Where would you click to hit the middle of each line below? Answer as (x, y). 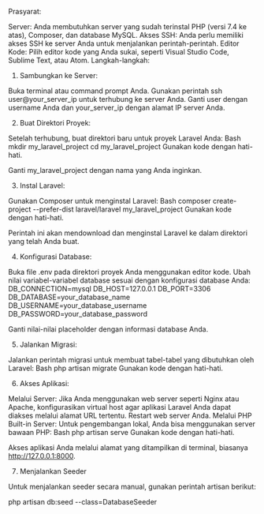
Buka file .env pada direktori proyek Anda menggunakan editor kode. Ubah (129, 272)
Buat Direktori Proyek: (55, 123)
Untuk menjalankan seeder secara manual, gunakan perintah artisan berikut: (132, 486)
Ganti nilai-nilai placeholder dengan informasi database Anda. (108, 329)
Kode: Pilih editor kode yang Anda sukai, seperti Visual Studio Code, (119, 52)
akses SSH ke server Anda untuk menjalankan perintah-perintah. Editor (124, 43)
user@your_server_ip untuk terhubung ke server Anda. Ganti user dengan (128, 99)
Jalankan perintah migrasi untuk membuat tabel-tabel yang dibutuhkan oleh (131, 360)
